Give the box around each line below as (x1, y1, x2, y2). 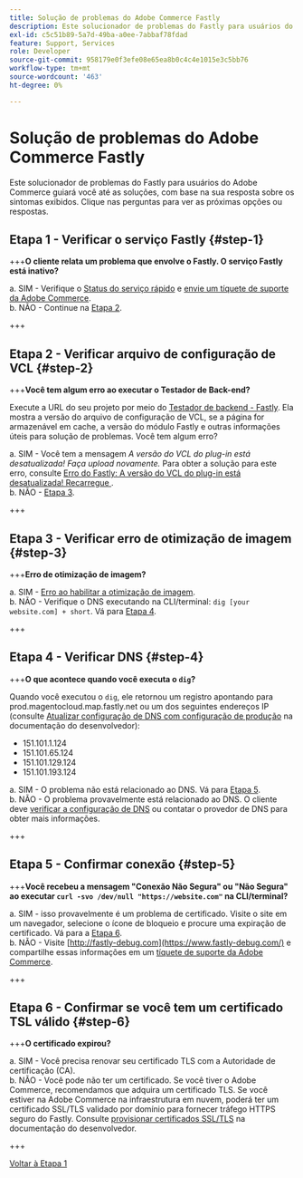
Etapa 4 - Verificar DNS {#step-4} (9, 650, 204, 665)
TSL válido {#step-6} (9, 1014, 131, 1029)
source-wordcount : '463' (9, 72, 103, 82)
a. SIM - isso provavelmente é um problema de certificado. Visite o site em (9, 908, 288, 919)
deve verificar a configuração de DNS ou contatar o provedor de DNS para (9, 803, 288, 814)
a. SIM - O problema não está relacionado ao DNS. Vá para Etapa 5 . (9, 784, 260, 795)
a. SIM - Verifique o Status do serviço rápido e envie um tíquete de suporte (9, 283, 289, 294)
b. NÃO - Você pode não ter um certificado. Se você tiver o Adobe (9, 1075, 257, 1086)
